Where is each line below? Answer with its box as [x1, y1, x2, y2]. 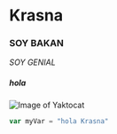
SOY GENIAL [9, 57, 56, 67]
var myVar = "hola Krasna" [9, 117, 109, 126]
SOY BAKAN [9, 37, 64, 50]
